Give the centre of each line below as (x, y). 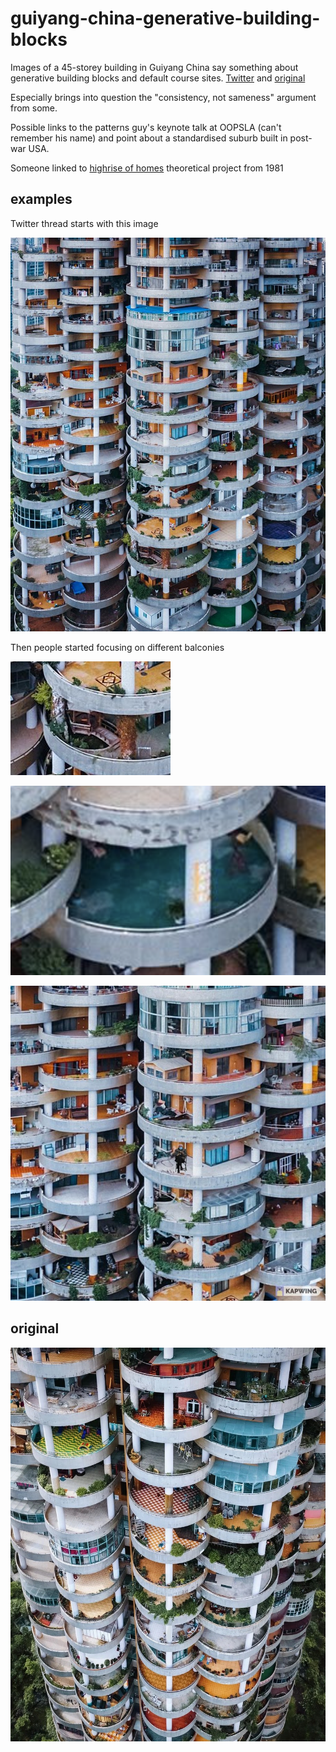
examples (41, 199)
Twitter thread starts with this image (84, 223)
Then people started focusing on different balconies (117, 647)
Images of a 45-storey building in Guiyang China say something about (154, 67)
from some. (34, 108)
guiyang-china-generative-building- (165, 18)
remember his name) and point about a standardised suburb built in (149, 138)
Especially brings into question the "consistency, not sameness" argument (163, 97)
